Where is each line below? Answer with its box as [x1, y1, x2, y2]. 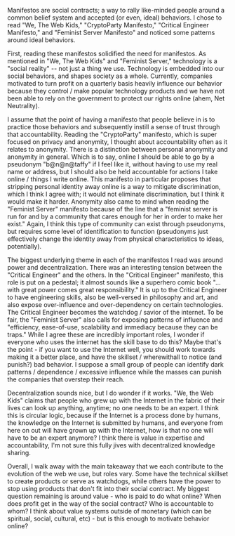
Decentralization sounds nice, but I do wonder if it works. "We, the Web [7, 389, 214, 397]
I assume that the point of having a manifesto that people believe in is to [7, 115, 215, 124]
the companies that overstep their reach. [7, 375, 125, 384]
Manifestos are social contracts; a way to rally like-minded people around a [7, 6, 224, 14]
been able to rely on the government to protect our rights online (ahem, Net [7, 94, 225, 103]
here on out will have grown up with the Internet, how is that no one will [7, 426, 214, 434]
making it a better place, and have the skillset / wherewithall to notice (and [7, 353, 222, 361]
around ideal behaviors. [7, 36, 76, 44]
